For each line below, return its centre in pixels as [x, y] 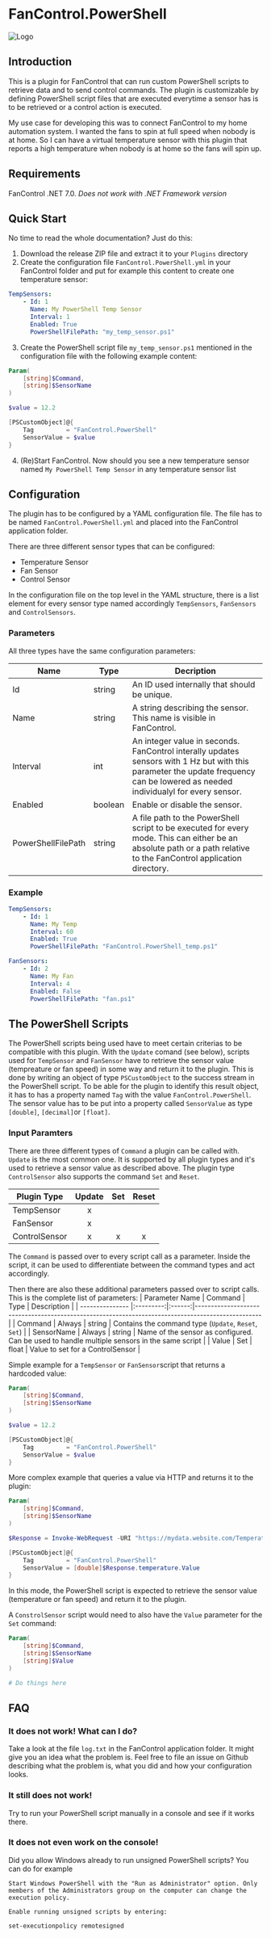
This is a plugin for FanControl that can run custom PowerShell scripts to [129, 81]
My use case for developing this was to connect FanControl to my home [128, 123]
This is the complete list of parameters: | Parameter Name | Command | [127, 1297]
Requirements [44, 174]
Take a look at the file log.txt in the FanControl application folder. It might [131, 1749]
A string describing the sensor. [190, 708]
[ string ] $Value [48, 1661]
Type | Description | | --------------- [69, 1306]
